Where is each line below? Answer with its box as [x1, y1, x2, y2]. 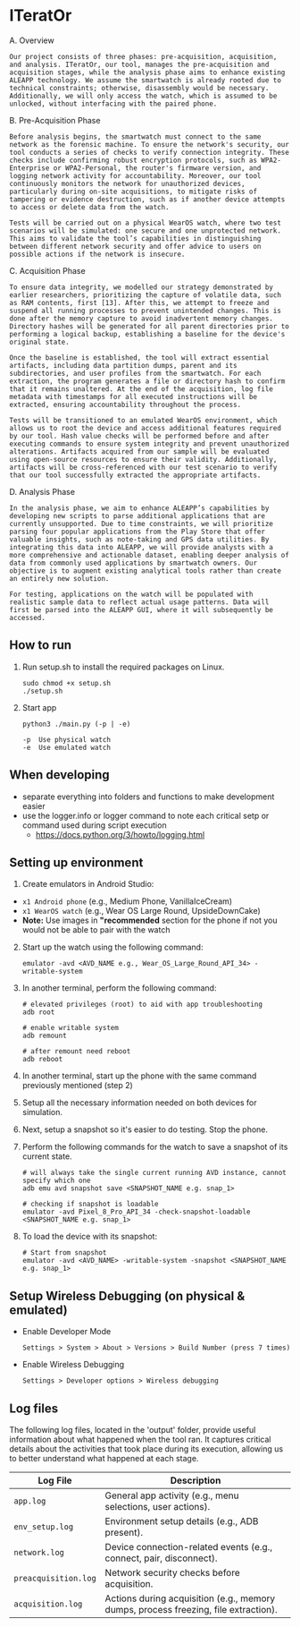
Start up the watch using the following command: [21, 941, 204, 953]
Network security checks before [104, 1567, 241, 1579]
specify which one [21, 1176, 91, 1186]
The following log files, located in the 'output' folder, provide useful [9, 1425, 256, 1435]
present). [104, 1527, 144, 1538]
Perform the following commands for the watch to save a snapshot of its [21, 1142, 288, 1153]
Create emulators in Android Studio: [21, 879, 154, 890]
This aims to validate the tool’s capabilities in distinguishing [9, 234, 262, 243]
